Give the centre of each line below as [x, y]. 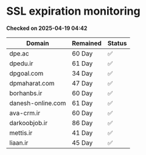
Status [117, 43]
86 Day [82, 123]
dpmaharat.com [32, 83]
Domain [38, 43]
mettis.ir [21, 132]
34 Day [82, 73]
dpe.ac [19, 53]
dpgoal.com [26, 73]
